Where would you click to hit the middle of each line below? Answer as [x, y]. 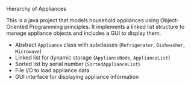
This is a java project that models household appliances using [83, 20]
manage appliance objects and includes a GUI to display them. [84, 33]
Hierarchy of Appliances [36, 9]
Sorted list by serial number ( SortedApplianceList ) [77, 64]
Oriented [17, 27]
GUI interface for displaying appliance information [77, 77]
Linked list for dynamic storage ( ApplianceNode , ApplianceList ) [92, 57]
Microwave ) [28, 51]
